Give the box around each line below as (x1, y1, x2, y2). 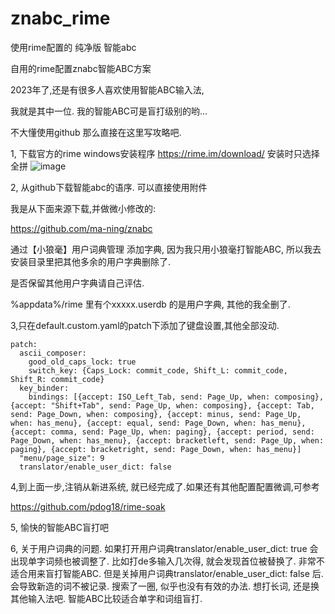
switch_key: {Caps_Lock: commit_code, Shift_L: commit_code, (28, 365, 288, 376)
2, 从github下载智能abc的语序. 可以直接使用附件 (10, 181, 208, 193)
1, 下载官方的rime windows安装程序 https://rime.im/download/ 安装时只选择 (10, 147, 320, 159)
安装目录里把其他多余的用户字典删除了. (10, 255, 172, 267)
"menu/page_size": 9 (19, 453, 105, 463)
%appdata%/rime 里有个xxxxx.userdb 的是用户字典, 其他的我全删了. (10, 298, 291, 310)
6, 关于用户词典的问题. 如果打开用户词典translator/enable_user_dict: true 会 (10, 542, 319, 554)
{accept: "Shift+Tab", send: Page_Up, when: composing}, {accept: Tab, (10, 400, 315, 411)
